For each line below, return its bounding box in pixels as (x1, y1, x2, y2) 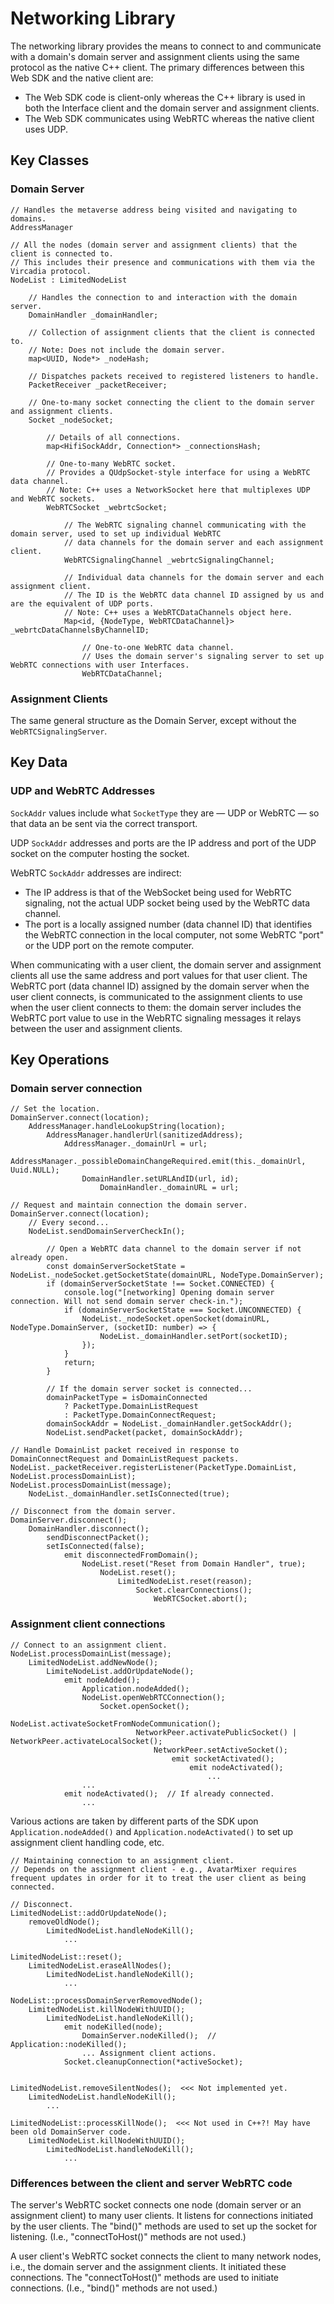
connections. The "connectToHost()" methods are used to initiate (10, 2271, 279, 2283)
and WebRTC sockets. (10, 493, 97, 504)
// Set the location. (10, 1104, 101, 1114)
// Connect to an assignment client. (10, 1640, 168, 1650)
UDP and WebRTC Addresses (10, 784, 156, 798)
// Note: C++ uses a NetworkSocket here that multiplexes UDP (46, 485, 311, 495)
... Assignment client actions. (81, 2048, 217, 2058)
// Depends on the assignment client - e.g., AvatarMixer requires (10, 1864, 298, 1874)
